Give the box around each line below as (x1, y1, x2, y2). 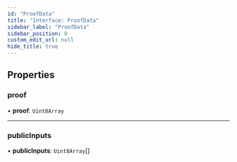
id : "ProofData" (7, 10, 55, 18)
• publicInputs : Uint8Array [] (7, 146, 90, 155)
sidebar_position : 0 (7, 30, 68, 37)
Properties (7, 69, 55, 81)
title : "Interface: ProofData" (7, 17, 99, 24)
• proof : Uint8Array (7, 106, 65, 115)
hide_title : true (7, 43, 59, 50)
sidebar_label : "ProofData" (7, 23, 90, 30)
